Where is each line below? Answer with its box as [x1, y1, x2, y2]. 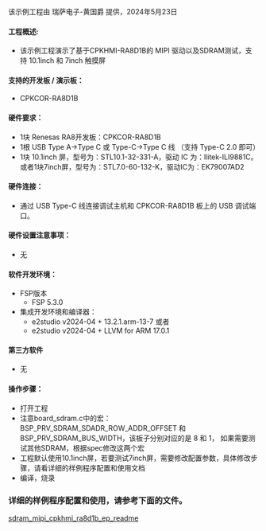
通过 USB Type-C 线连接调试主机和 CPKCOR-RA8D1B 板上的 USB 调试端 [19, 201, 256, 210]
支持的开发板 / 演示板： [8, 75, 85, 85]
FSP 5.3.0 [31, 298, 64, 307]
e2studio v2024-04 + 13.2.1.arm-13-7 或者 [31, 317, 170, 326]
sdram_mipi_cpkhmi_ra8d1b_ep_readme [8, 513, 139, 523]
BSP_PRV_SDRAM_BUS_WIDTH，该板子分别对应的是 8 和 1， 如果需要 [19, 433, 249, 443]
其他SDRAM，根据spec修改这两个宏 [26, 443, 145, 452]
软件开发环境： [8, 269, 57, 279]
